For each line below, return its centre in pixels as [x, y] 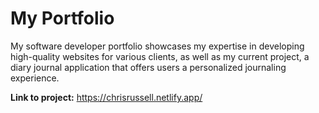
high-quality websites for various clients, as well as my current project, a [160, 56]
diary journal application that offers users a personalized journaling [148, 67]
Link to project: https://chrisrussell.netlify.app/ [106, 97]
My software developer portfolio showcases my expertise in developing [157, 46]
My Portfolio [62, 18]
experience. [35, 78]
